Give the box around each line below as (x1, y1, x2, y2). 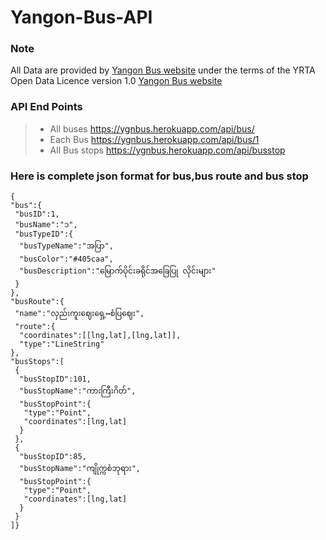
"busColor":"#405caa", (19, 254, 114, 265)
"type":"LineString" (19, 339, 105, 350)
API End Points (10, 100, 83, 114)
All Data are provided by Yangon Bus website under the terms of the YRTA (10, 64, 316, 76)
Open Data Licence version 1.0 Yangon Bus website (10, 75, 223, 87)
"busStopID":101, (19, 374, 92, 385)
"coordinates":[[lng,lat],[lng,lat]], (19, 331, 182, 341)
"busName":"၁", (14, 220, 78, 230)
